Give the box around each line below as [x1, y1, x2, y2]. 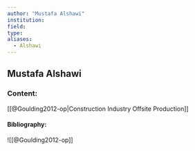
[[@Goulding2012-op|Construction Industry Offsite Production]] [7, 105, 189, 113]
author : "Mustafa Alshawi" [7, 10, 85, 17]
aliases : [7, 36, 32, 43]
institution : [7, 17, 45, 24]
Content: [7, 89, 38, 98]
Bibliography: [7, 121, 47, 129]
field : [7, 23, 26, 30]
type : [7, 29, 23, 37]
